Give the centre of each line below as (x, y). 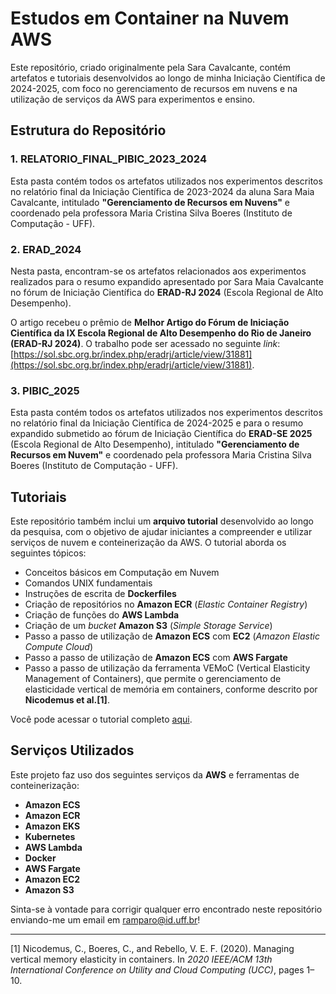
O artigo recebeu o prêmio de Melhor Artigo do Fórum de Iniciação (150, 322)
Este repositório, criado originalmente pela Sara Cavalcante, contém (150, 67)
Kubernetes (50, 836)
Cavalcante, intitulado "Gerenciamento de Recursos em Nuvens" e (150, 202)
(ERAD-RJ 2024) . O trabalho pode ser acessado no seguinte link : (145, 343)
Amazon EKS (52, 826)
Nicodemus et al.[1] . (67, 700)
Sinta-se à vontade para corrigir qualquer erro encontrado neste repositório (166, 909)
